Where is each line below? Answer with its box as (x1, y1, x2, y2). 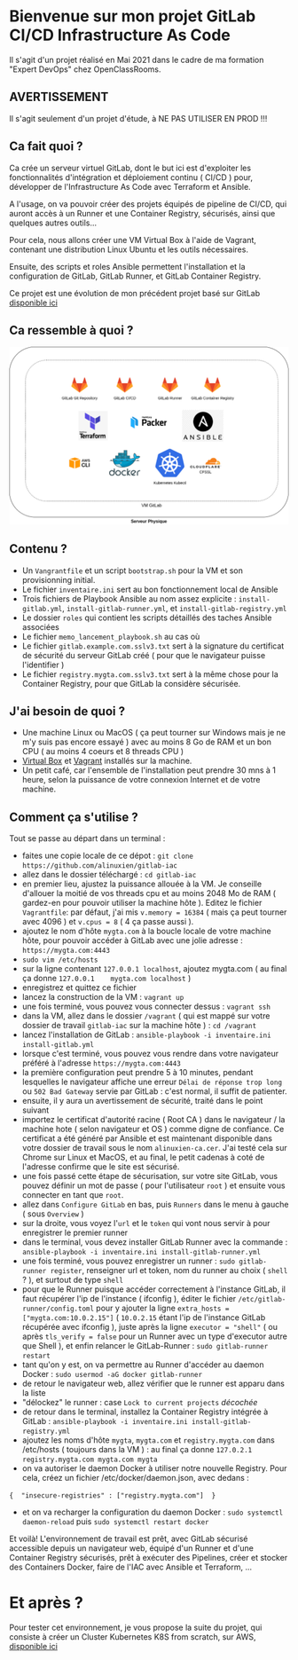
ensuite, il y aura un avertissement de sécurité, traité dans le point (21, 1096, 263, 1106)
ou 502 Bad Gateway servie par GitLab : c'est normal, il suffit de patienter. (21, 1086, 287, 1097)
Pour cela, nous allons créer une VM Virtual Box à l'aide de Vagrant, (9, 234, 257, 245)
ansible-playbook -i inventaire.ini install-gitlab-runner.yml (21, 1248, 262, 1257)
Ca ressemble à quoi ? (9, 322, 134, 338)
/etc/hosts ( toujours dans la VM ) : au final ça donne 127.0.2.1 (21, 1444, 253, 1455)
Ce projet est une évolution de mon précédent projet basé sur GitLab (9, 287, 261, 298)
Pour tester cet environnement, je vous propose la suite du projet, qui (9, 1622, 263, 1633)
